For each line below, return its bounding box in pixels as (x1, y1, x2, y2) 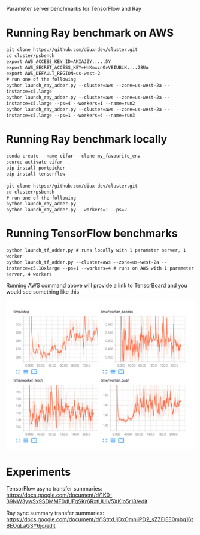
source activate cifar (6, 159, 63, 165)
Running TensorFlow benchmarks (6, 227, 178, 240)
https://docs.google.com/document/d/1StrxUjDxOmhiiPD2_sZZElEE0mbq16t (6, 515, 193, 523)
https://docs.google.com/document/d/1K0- (6, 491, 113, 498)
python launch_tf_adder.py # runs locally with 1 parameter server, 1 (6, 247, 186, 253)
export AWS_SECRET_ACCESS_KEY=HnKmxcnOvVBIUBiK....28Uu (6, 64, 149, 71)
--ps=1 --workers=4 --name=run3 (54, 112, 135, 119)
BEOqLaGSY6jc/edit (6, 522, 56, 529)
